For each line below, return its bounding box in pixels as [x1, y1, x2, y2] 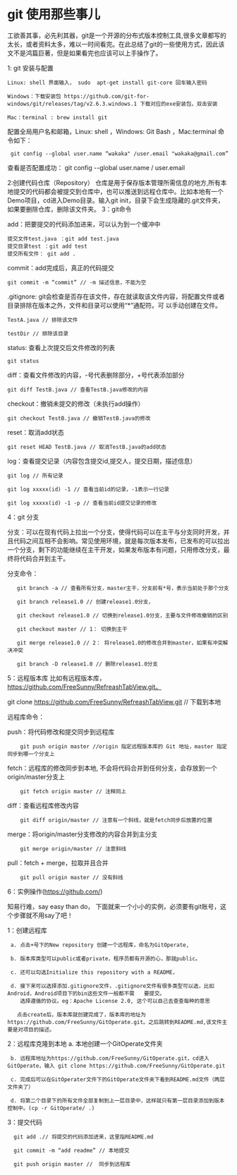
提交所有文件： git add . [7, 250, 76, 258]
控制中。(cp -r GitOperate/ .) [7, 1104, 95, 1111]
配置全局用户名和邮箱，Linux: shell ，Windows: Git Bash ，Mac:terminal [7, 127, 217, 135]
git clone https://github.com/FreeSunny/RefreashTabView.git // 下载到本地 [7, 697, 221, 706]
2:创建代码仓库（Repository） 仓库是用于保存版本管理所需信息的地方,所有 [7, 178, 221, 187]
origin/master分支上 [7, 772, 65, 781]
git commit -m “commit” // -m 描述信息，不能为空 [7, 279, 147, 286]
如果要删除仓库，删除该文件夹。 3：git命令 [7, 205, 132, 213]
